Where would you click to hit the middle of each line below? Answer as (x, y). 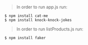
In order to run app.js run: (42, 7)
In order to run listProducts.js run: (50, 29)
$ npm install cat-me (26, 16)
